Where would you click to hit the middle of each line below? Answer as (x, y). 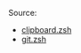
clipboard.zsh (46, 30)
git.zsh (33, 39)
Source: (23, 13)
